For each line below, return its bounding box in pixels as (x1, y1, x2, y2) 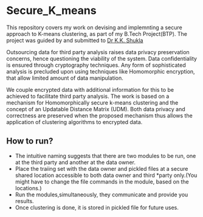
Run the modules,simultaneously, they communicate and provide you (15, 191, 188, 198)
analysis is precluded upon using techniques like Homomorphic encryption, (6, 67, 196, 75)
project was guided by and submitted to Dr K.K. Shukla (6, 36, 143, 44)
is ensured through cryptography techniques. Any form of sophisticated (6, 61, 187, 69)
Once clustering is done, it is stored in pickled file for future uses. (15, 204, 179, 211)
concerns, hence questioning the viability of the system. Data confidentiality (6, 55, 198, 62)
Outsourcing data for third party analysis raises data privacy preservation (6, 48, 190, 55)
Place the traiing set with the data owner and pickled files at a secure (15, 165, 188, 172)
